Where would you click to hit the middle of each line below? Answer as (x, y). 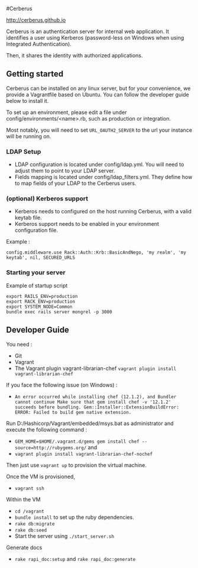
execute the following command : (47, 429)
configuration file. (36, 231)
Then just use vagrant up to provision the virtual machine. (76, 465)
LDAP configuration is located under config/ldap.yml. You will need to (99, 164)
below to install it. (27, 100)
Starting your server (36, 272)
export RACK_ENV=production (41, 301)
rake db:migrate (35, 524)
